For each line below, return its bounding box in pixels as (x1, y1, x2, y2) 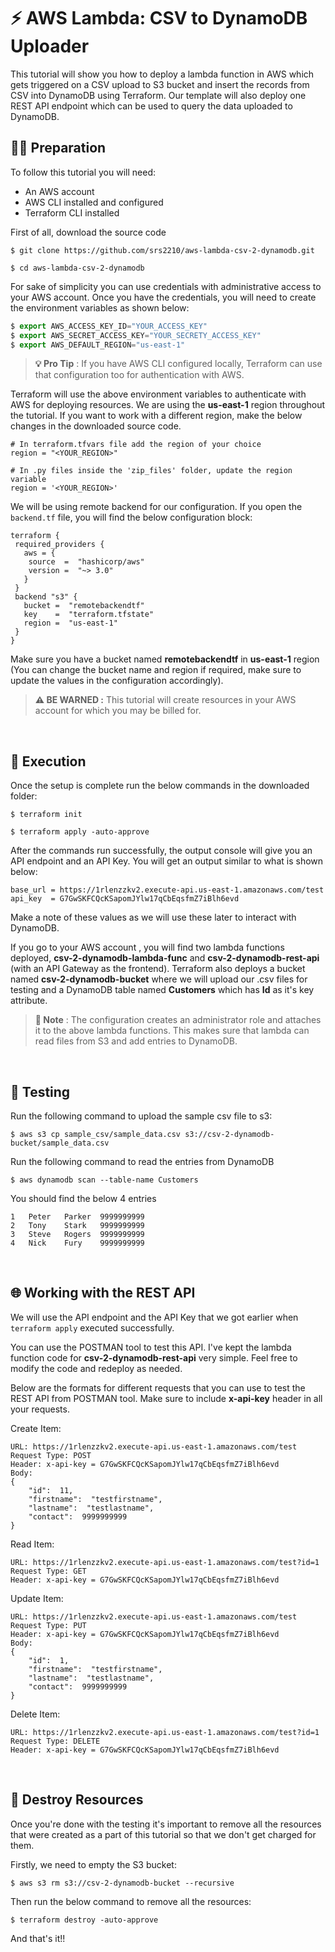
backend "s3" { (14, 592, 78, 602)
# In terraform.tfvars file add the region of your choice (10, 440, 262, 450)
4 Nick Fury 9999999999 (10, 1238, 145, 1248)
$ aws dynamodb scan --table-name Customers (10, 1175, 199, 1185)
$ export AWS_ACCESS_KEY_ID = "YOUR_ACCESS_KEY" (10, 321, 208, 331)
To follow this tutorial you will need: (10, 166, 156, 178)
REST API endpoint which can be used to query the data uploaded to (10, 100, 293, 112)
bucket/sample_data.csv (10, 1138, 110, 1148)
